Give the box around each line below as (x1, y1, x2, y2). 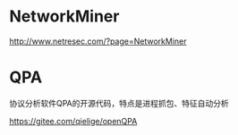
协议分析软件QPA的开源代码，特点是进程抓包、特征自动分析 (9, 97, 230, 108)
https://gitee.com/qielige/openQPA (9, 115, 138, 126)
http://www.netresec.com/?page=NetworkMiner (9, 36, 187, 46)
